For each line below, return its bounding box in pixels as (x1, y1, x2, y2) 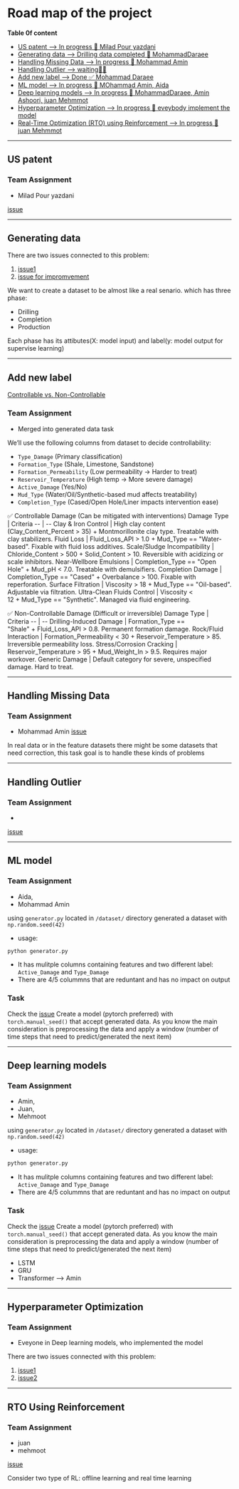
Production (17, 323, 51, 331)
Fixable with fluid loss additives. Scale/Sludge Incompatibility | (31, 542, 215, 550)
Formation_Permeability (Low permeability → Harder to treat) (17, 467, 198, 475)
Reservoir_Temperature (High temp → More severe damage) (17, 475, 193, 483)
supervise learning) (7, 344, 65, 353)
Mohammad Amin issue (17, 727, 87, 736)
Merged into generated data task (17, 424, 115, 433)
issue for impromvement (17, 272, 90, 281)
